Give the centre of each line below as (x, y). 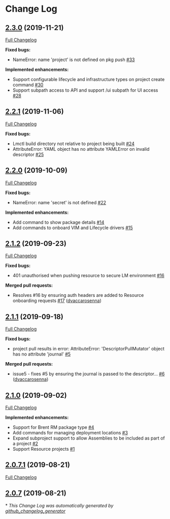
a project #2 (25, 444)
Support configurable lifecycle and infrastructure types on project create (89, 79)
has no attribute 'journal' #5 (42, 354)
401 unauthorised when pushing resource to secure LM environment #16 (89, 276)
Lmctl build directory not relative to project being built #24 (73, 144)
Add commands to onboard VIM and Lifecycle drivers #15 (73, 228)
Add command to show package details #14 (58, 222)
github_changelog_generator (36, 511)
